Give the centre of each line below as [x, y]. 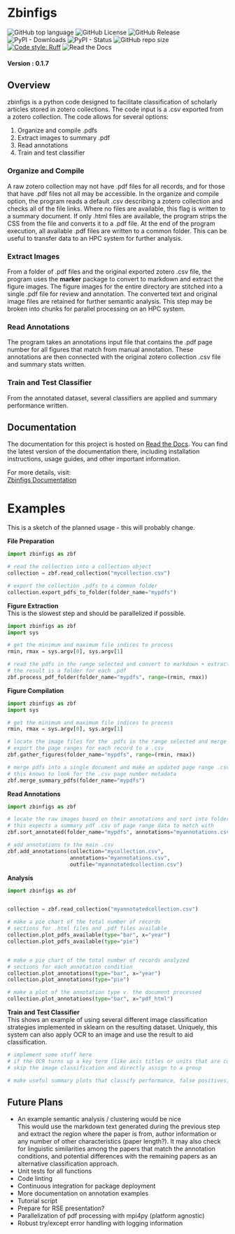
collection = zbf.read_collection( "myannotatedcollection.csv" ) [103, 909]
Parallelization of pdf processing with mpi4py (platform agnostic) [111, 1216]
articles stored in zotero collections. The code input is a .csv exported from [115, 109]
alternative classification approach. [68, 1164]
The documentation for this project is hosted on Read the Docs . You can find [117, 444]
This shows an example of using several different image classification [107, 1020]
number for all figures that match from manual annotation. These [100, 350]
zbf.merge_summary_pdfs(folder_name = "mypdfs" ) [76, 780]
